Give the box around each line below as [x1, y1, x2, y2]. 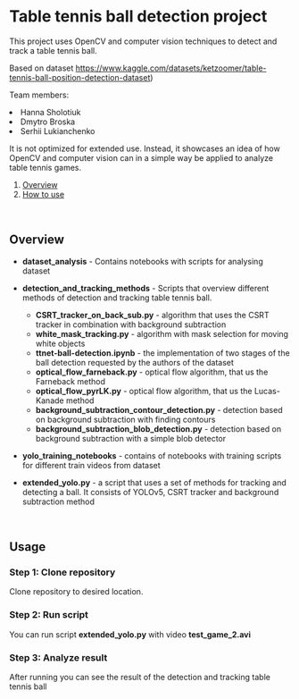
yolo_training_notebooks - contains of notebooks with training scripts [21, 450, 282, 461]
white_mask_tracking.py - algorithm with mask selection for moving [35, 328, 288, 339]
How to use [21, 189, 65, 199]
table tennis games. [9, 162, 82, 173]
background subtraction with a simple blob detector [35, 433, 226, 443]
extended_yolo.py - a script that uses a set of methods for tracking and [21, 476, 287, 488]
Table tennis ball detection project [9, 6, 268, 27]
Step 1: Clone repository [9, 566, 116, 578]
